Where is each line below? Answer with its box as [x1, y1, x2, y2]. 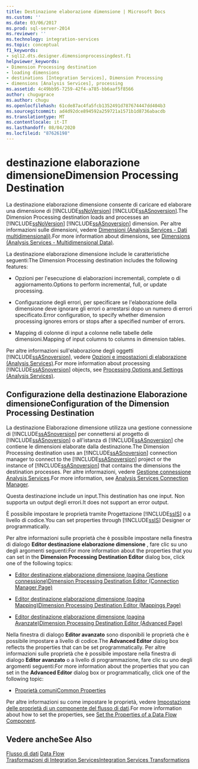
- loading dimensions [6, 70, 60, 76]
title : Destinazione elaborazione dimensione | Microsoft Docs [6, 8, 166, 15]
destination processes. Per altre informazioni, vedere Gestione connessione [6, 468, 191, 475]
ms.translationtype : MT [6, 114, 65, 120]
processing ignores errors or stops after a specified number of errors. [14, 318, 186, 325]
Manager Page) [14, 583, 53, 591]
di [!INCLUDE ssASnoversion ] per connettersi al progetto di [6, 430, 149, 437]
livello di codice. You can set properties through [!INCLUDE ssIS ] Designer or [6, 516, 191, 523]
